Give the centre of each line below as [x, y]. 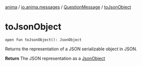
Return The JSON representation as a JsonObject [55, 58]
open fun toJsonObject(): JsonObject [43, 40]
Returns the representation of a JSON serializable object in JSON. [71, 49]
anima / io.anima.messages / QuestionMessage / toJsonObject [68, 7]
